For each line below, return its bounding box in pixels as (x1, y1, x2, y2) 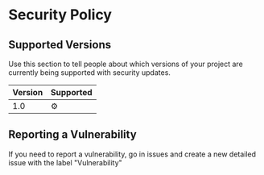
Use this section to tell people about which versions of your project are (8, 59, 243, 69)
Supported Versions (8, 38, 111, 52)
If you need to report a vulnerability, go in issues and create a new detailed (8, 149, 256, 159)
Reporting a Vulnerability (8, 127, 137, 142)
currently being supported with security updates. (8, 68, 171, 77)
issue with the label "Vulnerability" (8, 157, 122, 167)
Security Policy (8, 6, 113, 24)
